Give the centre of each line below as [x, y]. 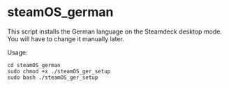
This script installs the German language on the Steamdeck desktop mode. [114, 31]
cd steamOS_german [34, 65]
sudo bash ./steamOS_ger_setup [53, 78]
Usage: [17, 52]
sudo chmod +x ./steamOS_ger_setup [59, 71]
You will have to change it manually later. [66, 38]
